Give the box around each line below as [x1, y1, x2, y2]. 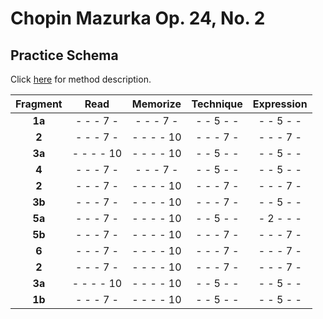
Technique [191, 97, 243, 111]
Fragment [15, 97, 63, 111]
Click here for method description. [10, 73, 152, 85]
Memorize [131, 97, 182, 111]
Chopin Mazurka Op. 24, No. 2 [10, 7, 266, 30]
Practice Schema [10, 47, 119, 64]
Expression [252, 97, 308, 111]
